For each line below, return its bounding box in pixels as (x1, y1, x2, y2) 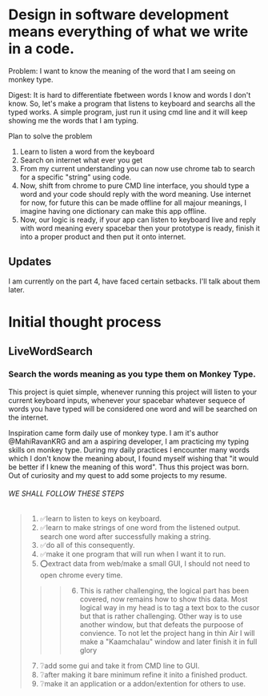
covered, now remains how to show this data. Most (79, 594, 248, 604)
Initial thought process (8, 312, 162, 331)
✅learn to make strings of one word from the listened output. (39, 522, 241, 532)
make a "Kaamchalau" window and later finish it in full (79, 637, 258, 646)
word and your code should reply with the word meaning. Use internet (19, 189, 251, 199)
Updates (8, 255, 52, 269)
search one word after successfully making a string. (39, 531, 211, 541)
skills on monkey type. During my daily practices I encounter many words (8, 445, 250, 454)
